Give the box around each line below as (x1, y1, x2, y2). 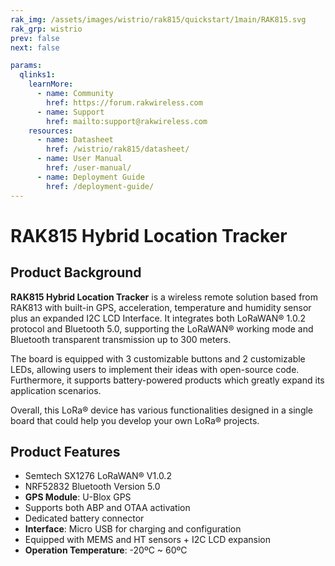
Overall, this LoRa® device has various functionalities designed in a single (10, 404, 314, 416)
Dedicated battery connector (24, 512, 145, 525)
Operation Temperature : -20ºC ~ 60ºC (24, 544, 188, 556)
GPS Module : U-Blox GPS (24, 491, 132, 503)
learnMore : (28, 79, 74, 90)
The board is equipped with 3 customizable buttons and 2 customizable (10, 352, 306, 365)
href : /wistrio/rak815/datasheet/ (46, 144, 190, 155)
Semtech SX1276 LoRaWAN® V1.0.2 (24, 470, 172, 482)
